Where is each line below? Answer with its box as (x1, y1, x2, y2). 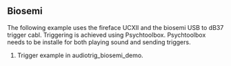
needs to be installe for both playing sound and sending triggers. (7, 37, 191, 46)
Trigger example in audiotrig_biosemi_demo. (17, 51, 143, 59)
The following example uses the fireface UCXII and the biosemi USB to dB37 (7, 23, 224, 31)
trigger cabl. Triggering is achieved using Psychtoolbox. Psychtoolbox (7, 31, 206, 39)
